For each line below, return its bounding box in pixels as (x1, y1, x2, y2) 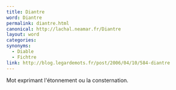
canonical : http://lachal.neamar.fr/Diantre (6, 26, 121, 32)
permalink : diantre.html (6, 20, 69, 26)
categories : (6, 37, 37, 43)
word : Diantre (6, 15, 43, 21)
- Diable (12, 49, 34, 55)
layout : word (6, 32, 40, 38)
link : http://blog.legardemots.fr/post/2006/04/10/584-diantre (6, 60, 171, 66)
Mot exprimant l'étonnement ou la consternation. (6, 77, 129, 84)
